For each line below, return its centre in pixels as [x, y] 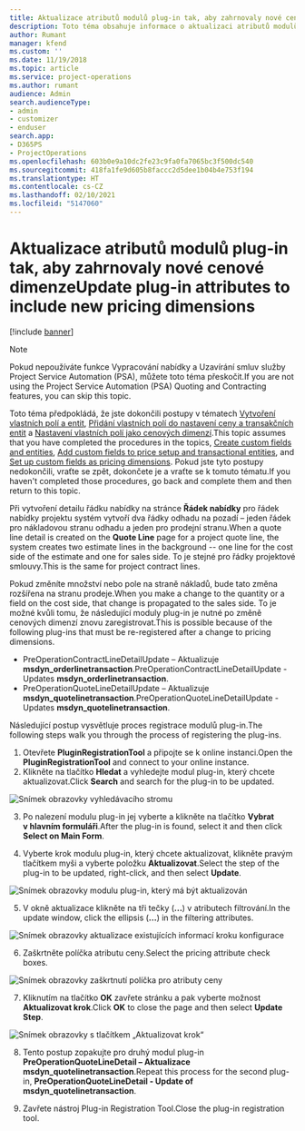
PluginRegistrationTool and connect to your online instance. [136, 762]
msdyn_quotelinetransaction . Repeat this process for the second [145, 1071]
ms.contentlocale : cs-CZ [56, 187]
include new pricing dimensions [133, 307]
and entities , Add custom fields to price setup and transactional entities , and [152, 451]
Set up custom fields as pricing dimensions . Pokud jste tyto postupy [137, 461]
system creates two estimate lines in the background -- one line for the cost [151, 547]
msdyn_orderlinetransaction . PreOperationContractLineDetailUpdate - [155, 669]
